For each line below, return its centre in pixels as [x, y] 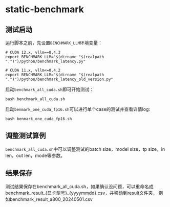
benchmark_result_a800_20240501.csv [51, 199]
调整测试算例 [26, 136]
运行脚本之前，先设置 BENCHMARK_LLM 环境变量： [54, 43]
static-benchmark [45, 9]
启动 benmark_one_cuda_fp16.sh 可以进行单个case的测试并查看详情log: [78, 109]
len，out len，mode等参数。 [35, 155]
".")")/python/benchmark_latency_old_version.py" [59, 79]
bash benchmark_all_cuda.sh [35, 99]
